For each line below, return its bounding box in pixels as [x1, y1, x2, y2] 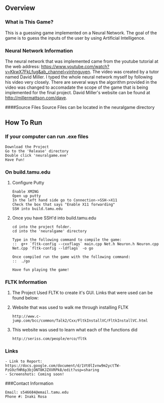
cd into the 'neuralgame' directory [12, 228, 87, 233]
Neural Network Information [5, 47, 73, 54]
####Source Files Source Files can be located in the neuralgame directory [5, 104, 155, 110]
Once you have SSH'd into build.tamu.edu [12, 215, 97, 221]
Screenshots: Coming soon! [9, 372, 64, 377]
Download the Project [5, 144, 49, 149]
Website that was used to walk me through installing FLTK [12, 304, 128, 310]
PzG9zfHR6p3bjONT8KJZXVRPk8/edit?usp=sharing [5, 367, 99, 372]
